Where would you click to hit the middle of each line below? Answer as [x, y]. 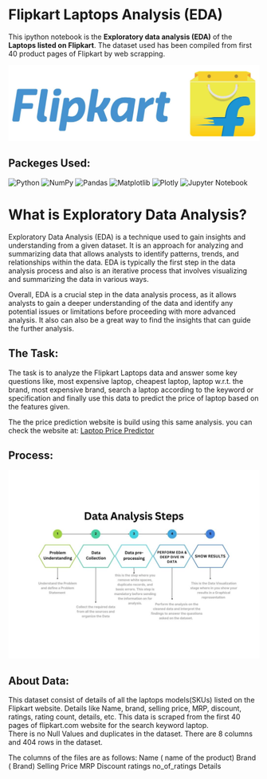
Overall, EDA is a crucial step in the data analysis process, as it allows [122, 294]
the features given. [39, 406]
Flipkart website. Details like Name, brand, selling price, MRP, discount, [125, 709]
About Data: [39, 681]
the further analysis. [41, 328]
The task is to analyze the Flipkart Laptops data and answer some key [123, 373]
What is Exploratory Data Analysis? [128, 215]
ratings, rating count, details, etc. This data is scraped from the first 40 [124, 717]
